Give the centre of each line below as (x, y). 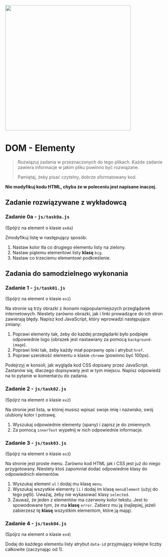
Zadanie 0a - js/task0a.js (37, 217)
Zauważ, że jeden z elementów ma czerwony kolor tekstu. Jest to (80, 500)
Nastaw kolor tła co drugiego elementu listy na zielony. (69, 247)
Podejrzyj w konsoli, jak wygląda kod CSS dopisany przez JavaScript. (77, 365)
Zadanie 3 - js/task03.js (36, 443)
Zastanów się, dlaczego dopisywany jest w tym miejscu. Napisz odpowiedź (83, 370)
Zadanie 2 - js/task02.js (36, 389)
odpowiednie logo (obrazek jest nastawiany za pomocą (69, 339)
